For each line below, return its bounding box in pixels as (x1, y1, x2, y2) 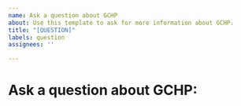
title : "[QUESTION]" (8, 26, 76, 34)
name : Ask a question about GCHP (8, 11, 118, 20)
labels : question (8, 33, 65, 42)
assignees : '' (8, 41, 55, 49)
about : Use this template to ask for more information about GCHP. (8, 19, 235, 27)
